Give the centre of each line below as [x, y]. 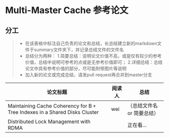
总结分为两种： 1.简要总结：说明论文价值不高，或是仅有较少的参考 [93, 56]
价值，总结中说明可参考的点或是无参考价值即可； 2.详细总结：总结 [94, 62]
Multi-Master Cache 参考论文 [67, 10]
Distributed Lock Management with [49, 122]
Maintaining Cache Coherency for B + [52, 106]
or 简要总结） [143, 113]
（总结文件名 [143, 106]
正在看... [137, 125]
